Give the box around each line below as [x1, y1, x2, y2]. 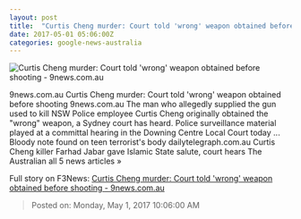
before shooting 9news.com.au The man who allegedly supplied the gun [9, 99, 277, 110]
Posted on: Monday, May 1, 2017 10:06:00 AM [30, 200, 200, 211]
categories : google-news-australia [9, 38, 142, 47]
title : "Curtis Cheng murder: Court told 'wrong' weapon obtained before [9, 21, 295, 30]
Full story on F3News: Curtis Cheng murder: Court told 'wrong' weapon [9, 173, 273, 184]
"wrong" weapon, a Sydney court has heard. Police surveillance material [9, 118, 277, 129]
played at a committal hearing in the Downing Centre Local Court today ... [9, 127, 280, 139]
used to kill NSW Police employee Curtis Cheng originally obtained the [9, 108, 269, 119]
